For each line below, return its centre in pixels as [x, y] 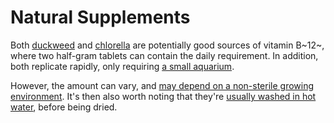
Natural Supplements [100, 17]
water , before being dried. [64, 107]
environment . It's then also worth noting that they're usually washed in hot [163, 96]
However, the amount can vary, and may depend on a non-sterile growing [162, 85]
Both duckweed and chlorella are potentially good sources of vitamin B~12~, [167, 45]
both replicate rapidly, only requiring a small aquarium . [122, 66]
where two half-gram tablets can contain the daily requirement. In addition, [164, 55]
